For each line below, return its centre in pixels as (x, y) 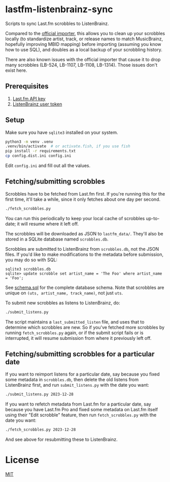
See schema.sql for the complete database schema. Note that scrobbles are (85, 287)
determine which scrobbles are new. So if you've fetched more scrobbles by (85, 327)
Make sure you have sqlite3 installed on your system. (62, 132)
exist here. (16, 70)
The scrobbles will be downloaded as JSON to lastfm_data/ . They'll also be (84, 233)
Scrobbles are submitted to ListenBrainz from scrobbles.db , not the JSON (82, 249)
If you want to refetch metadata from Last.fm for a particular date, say (78, 404)
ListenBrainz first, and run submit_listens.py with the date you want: (77, 385)
